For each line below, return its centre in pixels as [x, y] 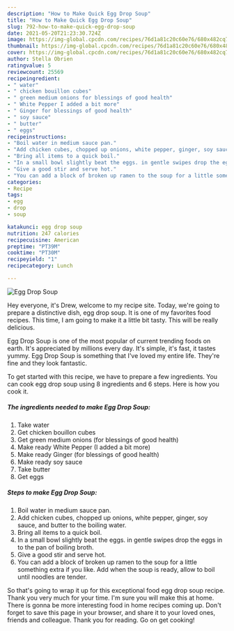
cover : [17, 53]
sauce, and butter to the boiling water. [72, 525]
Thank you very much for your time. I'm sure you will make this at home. [111, 598]
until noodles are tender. [52, 577]
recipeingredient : [34, 78]
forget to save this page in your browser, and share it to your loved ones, [111, 612]
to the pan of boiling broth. [55, 547]
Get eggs [30, 476]
